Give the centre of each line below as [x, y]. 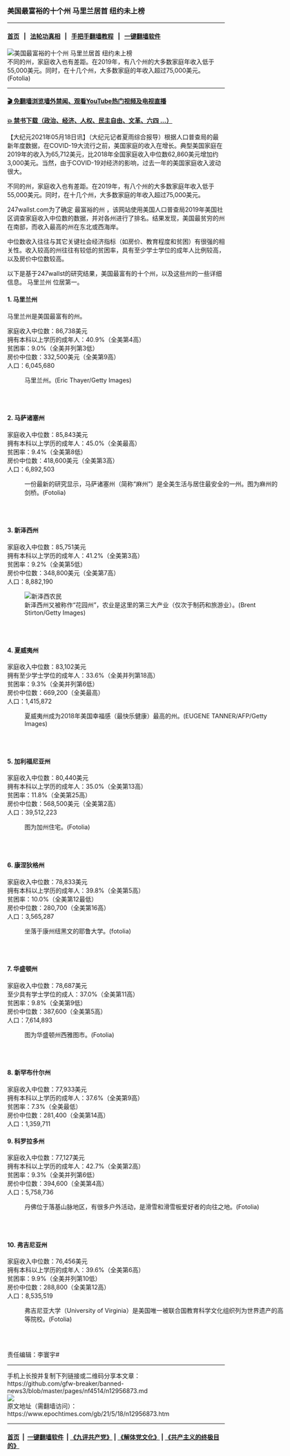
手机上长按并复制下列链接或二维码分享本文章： [74, 1376]
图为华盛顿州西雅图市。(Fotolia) [69, 1034]
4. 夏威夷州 [23, 650]
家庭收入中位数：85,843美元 [48, 434]
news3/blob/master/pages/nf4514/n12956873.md [78, 1391]
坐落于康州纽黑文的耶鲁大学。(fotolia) [78, 931]
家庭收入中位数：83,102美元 [47, 667]
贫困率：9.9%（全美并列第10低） [54, 1279]
